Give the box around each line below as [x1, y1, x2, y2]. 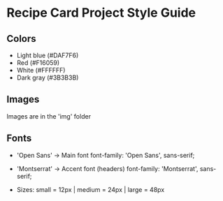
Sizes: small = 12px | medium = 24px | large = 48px [16, 185, 165, 193]
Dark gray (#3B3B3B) [16, 73, 79, 82]
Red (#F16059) [16, 59, 60, 67]
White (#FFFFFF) [16, 66, 66, 74]
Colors [6, 33, 36, 45]
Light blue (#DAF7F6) [16, 51, 79, 59]
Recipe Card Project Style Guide [6, 5, 196, 21]
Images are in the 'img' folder [6, 112, 92, 120]
